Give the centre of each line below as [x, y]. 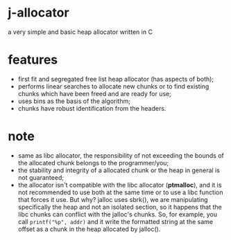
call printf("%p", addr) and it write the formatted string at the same [115, 221]
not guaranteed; [41, 177]
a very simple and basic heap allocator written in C [80, 32]
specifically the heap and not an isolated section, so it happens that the [120, 207]
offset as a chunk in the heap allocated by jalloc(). [89, 229]
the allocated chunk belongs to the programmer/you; [93, 163]
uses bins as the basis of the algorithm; [74, 101]
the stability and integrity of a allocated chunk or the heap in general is [119, 170]
